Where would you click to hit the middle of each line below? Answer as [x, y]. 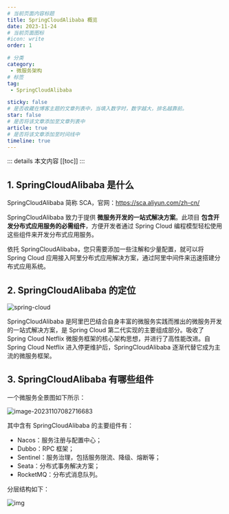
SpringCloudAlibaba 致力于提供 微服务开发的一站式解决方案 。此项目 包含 [110, 217]
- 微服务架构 [26, 71]
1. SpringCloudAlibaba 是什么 [70, 185]
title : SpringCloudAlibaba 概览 [52, 20]
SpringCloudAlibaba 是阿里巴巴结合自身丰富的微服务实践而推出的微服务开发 [115, 321]
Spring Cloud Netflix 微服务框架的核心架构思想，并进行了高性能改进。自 [109, 339]
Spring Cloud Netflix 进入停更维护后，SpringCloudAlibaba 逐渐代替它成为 [111, 347]
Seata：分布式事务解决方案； [58, 466]
